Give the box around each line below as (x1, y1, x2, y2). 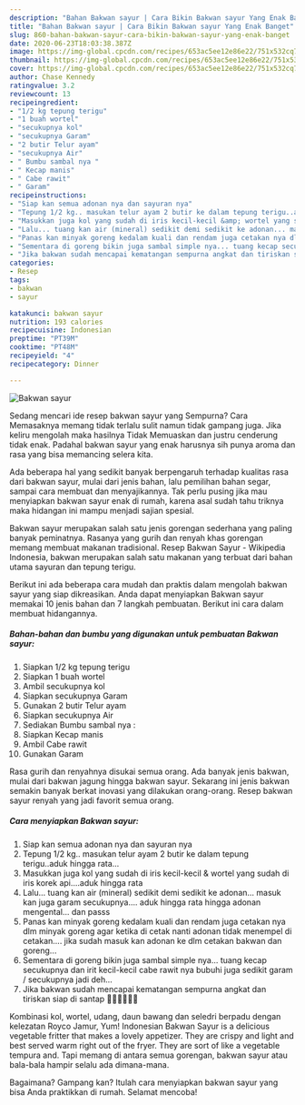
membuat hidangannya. (9, 608, 98, 618)
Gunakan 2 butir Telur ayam (22, 699, 127, 710)
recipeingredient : (9, 97, 79, 107)
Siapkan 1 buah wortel (22, 670, 106, 682)
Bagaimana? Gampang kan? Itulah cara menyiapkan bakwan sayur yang (9, 1077, 279, 1088)
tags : (9, 276, 30, 285)
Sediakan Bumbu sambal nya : (22, 719, 136, 730)
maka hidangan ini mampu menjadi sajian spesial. (9, 505, 194, 516)
